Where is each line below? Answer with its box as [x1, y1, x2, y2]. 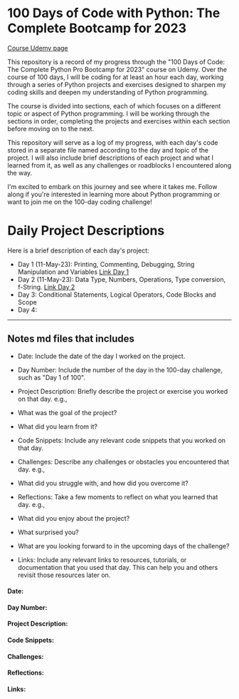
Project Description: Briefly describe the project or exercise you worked [17, 387, 228, 395]
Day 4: [17, 305, 38, 314]
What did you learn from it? [17, 422, 98, 431]
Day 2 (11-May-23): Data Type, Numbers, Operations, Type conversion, [17, 275, 226, 283]
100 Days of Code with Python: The [7, 5, 221, 21]
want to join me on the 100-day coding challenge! [7, 198, 153, 206]
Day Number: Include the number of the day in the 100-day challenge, [17, 365, 223, 374]
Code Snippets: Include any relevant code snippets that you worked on [17, 436, 226, 444]
